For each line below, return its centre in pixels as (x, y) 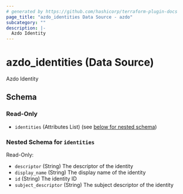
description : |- (26, 28)
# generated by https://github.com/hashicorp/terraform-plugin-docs (92, 11)
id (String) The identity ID (46, 179)
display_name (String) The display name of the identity (80, 173)
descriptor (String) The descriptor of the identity (74, 166)
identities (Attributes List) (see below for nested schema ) (86, 126)
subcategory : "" (26, 22)
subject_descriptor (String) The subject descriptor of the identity (94, 185)
